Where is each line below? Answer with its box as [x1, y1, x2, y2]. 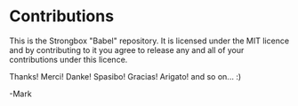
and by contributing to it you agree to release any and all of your [9, 44, 245, 55]
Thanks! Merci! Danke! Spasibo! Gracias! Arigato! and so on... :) [9, 71, 242, 81]
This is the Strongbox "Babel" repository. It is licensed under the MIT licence [9, 35, 290, 46]
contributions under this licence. [9, 54, 128, 64]
